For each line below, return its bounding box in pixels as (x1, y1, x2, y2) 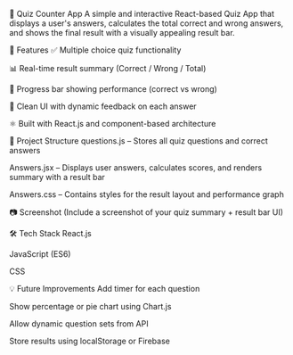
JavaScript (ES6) (9, 249, 71, 259)
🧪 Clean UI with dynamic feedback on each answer (9, 101, 198, 111)
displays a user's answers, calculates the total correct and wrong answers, (9, 18, 284, 29)
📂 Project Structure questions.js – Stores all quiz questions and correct (9, 136, 269, 146)
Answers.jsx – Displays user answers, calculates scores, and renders (9, 162, 263, 173)
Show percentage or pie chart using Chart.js (9, 301, 172, 311)
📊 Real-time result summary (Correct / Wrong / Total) (9, 63, 207, 73)
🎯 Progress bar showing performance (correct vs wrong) (9, 84, 218, 94)
